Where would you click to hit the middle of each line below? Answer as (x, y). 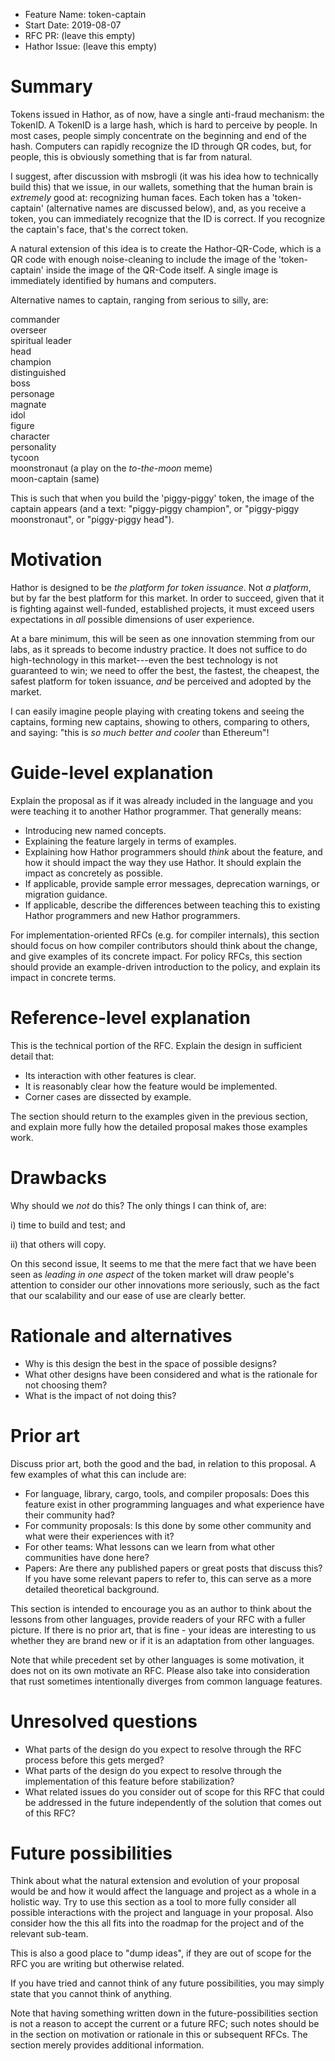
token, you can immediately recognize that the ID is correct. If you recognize (168, 218)
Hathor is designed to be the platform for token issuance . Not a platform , (161, 587)
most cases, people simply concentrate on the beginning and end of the (159, 135)
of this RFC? (50, 1813)
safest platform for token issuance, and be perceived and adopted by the (161, 681)
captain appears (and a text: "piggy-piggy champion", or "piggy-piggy (155, 508)
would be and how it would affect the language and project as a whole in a (163, 1891)
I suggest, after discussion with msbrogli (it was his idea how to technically (164, 176)
